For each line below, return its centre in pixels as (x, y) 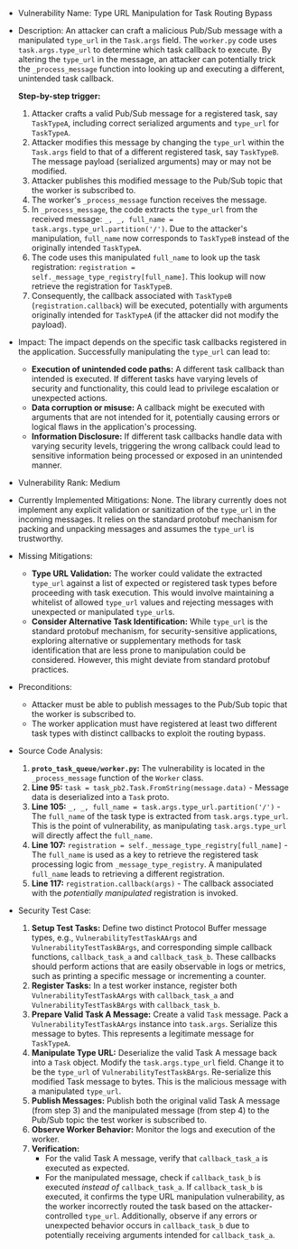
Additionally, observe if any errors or (189, 1216)
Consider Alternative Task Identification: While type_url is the (149, 621)
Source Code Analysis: (61, 750)
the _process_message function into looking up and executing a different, (151, 69)
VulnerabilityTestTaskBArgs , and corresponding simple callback (152, 947)
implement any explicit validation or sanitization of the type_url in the (147, 510)
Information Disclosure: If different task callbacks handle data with (157, 436)
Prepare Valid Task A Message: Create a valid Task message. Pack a (160, 1014)
